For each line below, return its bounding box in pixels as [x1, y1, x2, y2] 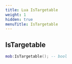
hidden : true [5, 17, 33, 22]
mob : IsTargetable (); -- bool [5, 54, 67, 59]
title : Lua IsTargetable [5, 7, 58, 13]
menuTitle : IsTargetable [5, 21, 58, 27]
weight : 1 [5, 12, 27, 17]
